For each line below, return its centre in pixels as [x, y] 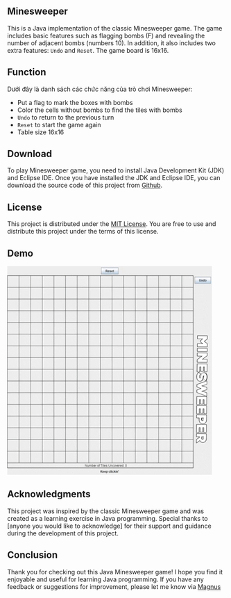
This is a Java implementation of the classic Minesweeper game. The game [115, 28]
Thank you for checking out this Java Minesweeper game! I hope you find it [115, 572]
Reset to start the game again [59, 124]
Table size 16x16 [41, 132]
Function [27, 72]
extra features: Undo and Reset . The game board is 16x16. [88, 50]
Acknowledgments [49, 494]
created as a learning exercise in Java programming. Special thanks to [108, 518]
